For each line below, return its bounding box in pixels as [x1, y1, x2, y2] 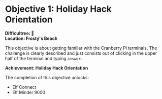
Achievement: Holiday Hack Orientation [5, 65, 88, 71]
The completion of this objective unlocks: [5, 74, 89, 80]
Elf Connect [12, 84, 36, 90]
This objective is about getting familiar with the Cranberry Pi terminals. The [5, 45, 158, 51]
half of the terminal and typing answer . [5, 55, 82, 61]
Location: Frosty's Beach [5, 35, 58, 41]
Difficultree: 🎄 [5, 30, 34, 36]
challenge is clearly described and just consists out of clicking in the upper [5, 50, 157, 56]
